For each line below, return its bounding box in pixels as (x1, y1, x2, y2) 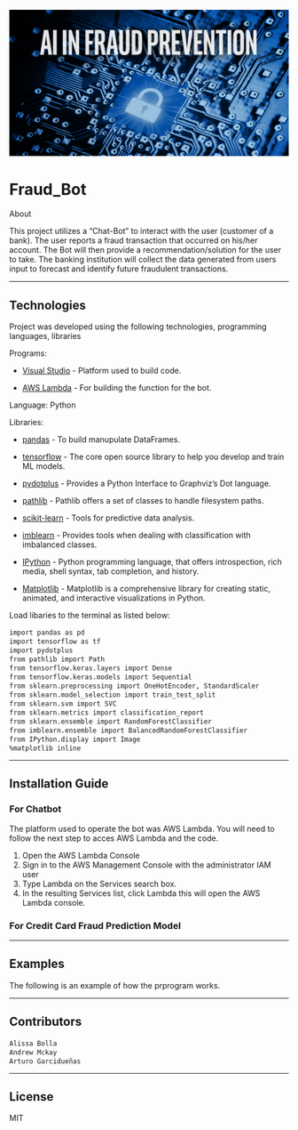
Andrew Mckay (9, 1047, 58, 1057)
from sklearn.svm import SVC (9, 699, 117, 708)
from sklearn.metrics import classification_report (9, 708, 204, 717)
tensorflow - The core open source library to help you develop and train (21, 451, 285, 463)
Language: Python (9, 400, 77, 410)
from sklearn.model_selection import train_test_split (9, 690, 216, 699)
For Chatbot (9, 803, 62, 815)
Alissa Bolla (9, 1038, 58, 1048)
